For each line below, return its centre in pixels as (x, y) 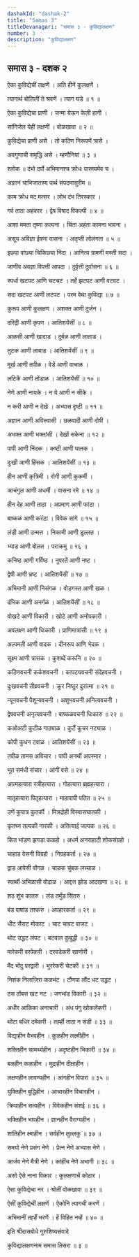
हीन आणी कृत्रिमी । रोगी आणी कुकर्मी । (50, 476)
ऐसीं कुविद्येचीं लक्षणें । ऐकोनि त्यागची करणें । (56, 1203)
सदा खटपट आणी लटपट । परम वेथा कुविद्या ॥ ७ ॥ (64, 294)
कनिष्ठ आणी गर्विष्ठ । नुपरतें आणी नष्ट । (52, 560)
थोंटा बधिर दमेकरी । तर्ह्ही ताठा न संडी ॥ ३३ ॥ (60, 1021)
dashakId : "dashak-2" (39, 14)
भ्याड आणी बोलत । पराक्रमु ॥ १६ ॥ (47, 546)
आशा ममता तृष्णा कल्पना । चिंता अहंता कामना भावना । (67, 224)
